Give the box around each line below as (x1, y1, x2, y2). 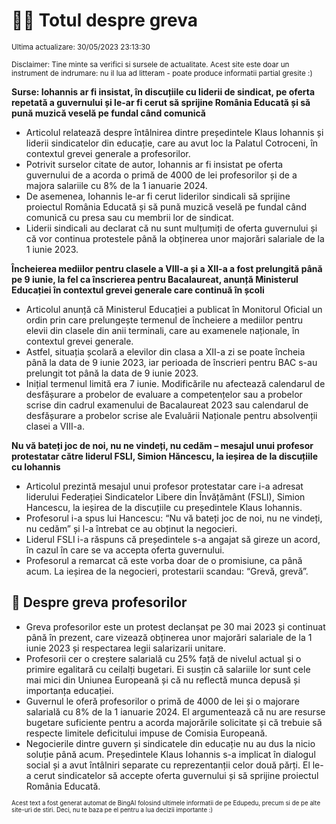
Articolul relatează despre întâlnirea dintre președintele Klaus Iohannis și (25, 126, 324, 138)
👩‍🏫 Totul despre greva (11, 9, 199, 32)
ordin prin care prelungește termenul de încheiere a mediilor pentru (25, 314, 304, 326)
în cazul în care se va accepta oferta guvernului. (25, 544, 225, 556)
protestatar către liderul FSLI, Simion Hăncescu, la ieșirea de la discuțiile (11, 450, 318, 462)
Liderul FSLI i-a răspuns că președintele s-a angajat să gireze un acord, (25, 533, 321, 545)
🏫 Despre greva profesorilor (11, 594, 188, 611)
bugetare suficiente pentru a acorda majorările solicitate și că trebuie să (25, 716, 323, 728)
